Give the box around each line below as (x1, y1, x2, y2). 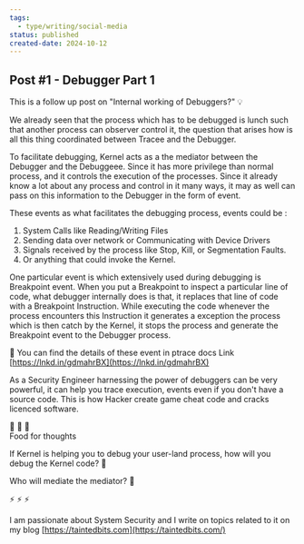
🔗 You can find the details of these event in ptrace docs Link (9, 347, 235, 359)
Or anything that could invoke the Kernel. (22, 254, 176, 265)
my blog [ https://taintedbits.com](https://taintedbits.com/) (9, 524, 226, 536)
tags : (9, 13, 30, 23)
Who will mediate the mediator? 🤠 (9, 476, 135, 487)
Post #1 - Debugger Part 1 (9, 72, 155, 87)
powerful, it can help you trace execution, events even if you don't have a (9, 384, 284, 395)
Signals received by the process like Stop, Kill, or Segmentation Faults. (22, 244, 287, 255)
